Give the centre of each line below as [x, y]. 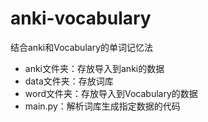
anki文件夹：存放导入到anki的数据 [94, 68]
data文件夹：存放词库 [69, 81]
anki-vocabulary [81, 18]
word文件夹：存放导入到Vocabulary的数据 [111, 93]
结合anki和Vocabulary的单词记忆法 [82, 47]
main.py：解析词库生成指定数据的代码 [102, 106]
